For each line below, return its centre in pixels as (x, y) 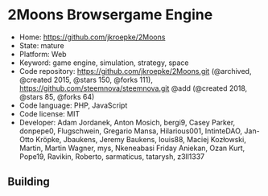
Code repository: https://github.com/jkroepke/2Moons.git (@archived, (135, 71)
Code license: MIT (49, 113)
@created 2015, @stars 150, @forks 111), (86, 80)
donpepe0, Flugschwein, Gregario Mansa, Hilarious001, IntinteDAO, (131, 131)
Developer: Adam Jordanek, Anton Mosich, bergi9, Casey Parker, (127, 122)
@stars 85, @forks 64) (57, 96)
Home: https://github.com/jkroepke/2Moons (92, 37)
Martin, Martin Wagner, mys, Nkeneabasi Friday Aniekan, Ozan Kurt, (132, 148)
